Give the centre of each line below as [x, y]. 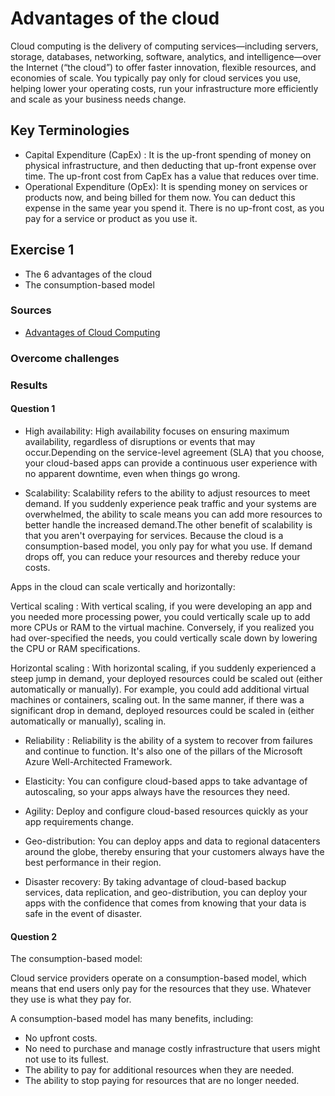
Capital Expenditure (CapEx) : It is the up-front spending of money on [168, 154]
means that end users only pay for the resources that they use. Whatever [161, 989]
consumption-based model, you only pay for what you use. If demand [168, 546]
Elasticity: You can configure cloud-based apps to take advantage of [166, 781]
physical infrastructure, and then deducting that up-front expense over [170, 165]
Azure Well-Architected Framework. [98, 761]
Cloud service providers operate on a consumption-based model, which [158, 978]
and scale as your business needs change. [98, 99]
